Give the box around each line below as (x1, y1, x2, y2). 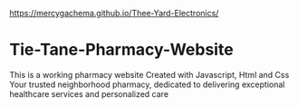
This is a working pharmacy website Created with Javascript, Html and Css (9, 69, 290, 80)
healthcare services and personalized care (9, 88, 169, 99)
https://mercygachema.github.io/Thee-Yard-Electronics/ (9, 8, 219, 18)
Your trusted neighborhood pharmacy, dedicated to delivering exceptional (9, 79, 285, 90)
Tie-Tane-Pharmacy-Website (9, 40, 234, 60)
